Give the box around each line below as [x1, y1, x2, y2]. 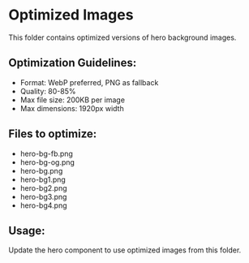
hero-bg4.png [19, 200, 67, 210]
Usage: [8, 223, 46, 237]
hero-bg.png [19, 166, 63, 175]
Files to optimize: [8, 127, 97, 141]
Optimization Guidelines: [8, 56, 137, 70]
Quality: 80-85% [19, 86, 76, 96]
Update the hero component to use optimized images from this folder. [8, 245, 242, 255]
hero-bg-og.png [19, 157, 75, 167]
